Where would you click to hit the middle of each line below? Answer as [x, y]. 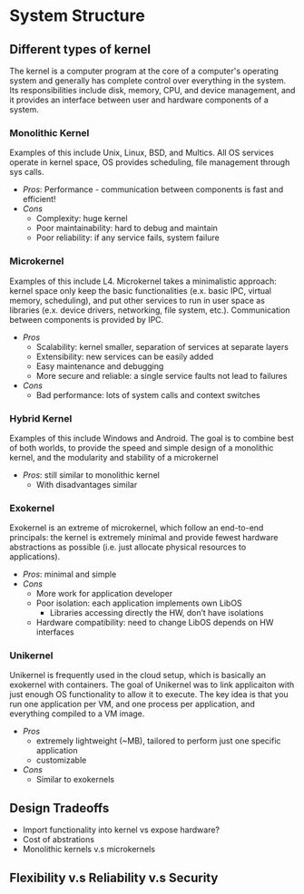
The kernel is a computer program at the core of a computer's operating [144, 71]
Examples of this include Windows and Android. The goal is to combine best [152, 438]
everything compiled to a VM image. [77, 714]
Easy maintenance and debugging [100, 366]
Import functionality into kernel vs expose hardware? [121, 830]
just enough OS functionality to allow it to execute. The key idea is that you [149, 695]
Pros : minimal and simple [69, 574]
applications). [35, 557]
